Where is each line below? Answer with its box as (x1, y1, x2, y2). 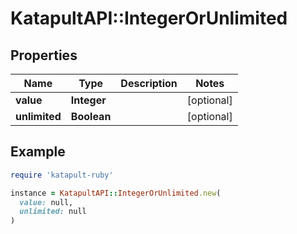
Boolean (70, 110, 112, 123)
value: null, (19, 197, 74, 207)
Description (120, 77, 178, 90)
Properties (10, 47, 78, 64)
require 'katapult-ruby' (10, 170, 114, 180)
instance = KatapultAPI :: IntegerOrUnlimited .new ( (10, 188, 222, 198)
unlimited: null (19, 207, 87, 217)
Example (10, 143, 66, 161)
